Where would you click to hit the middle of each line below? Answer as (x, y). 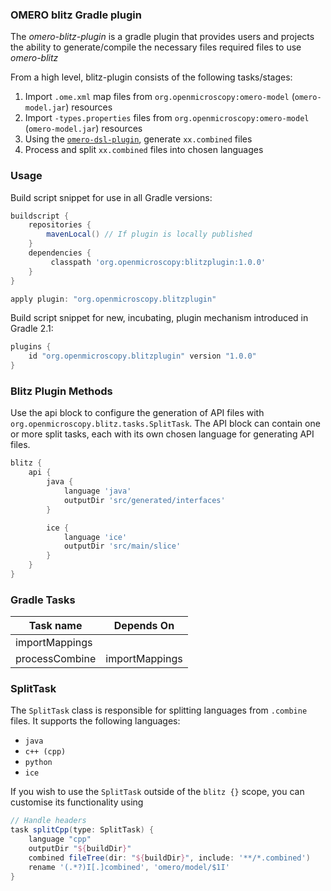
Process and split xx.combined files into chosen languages (144, 150)
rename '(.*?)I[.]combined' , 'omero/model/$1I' (129, 867)
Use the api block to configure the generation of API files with (137, 413)
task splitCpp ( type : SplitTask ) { (82, 830)
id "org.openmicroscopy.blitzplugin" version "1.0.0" (142, 356)
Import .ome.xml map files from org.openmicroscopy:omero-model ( (159, 97)
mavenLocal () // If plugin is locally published (149, 234)
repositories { (60, 225)
